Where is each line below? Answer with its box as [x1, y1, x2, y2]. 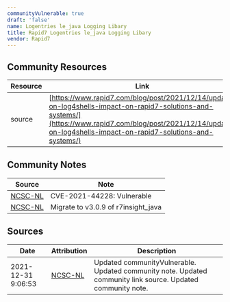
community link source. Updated [94, 275, 199, 284]
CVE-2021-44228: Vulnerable [50, 191, 152, 200]
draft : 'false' [7, 16, 51, 23]
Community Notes [7, 159, 87, 171]
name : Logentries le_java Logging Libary [7, 23, 127, 30]
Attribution [51, 246, 88, 255]
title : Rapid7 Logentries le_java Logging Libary [7, 29, 152, 36]
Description [137, 246, 177, 255]
